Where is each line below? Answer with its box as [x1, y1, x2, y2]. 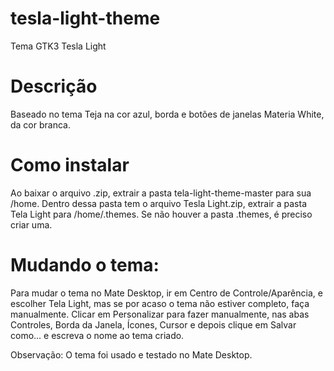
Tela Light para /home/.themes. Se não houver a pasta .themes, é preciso [10, 208, 313, 220]
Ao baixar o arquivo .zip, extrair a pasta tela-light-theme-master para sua [10, 187, 312, 199]
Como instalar [10, 154, 130, 177]
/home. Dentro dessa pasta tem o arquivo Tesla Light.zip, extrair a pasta [10, 197, 308, 209]
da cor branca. [10, 118, 71, 131]
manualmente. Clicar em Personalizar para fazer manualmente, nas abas [10, 308, 310, 320]
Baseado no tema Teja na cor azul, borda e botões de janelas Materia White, [10, 108, 325, 120]
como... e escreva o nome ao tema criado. [10, 329, 185, 341]
